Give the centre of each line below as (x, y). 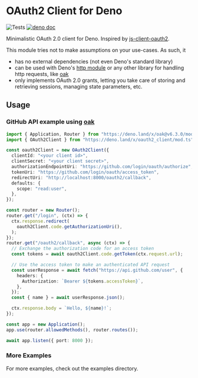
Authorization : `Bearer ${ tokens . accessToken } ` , (82, 281)
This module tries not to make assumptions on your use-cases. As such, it (96, 50)
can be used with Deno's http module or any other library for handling (99, 68)
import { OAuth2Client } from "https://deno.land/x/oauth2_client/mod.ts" (100, 140)
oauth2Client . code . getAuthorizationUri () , (70, 226)
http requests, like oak (42, 74)
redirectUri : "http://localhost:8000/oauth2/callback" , (81, 178)
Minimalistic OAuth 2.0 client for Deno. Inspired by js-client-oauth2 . (88, 38)
